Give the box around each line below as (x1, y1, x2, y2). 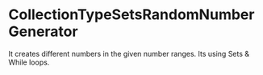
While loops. (8, 57, 50, 67)
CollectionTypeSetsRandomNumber (8, 6, 255, 24)
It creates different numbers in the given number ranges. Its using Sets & (8, 49, 250, 58)
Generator (8, 22, 78, 41)
